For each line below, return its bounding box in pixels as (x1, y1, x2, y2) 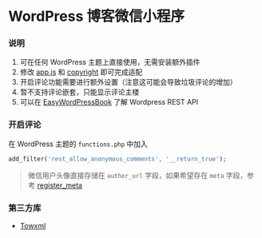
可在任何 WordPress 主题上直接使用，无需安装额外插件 (19, 58, 200, 67)
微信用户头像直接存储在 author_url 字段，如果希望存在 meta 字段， (27, 170, 248, 180)
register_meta (37, 180, 82, 190)
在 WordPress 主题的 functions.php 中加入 (8, 139, 148, 149)
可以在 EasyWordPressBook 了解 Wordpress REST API (19, 97, 199, 107)
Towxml (19, 220, 46, 230)
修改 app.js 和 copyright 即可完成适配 (19, 67, 143, 77)
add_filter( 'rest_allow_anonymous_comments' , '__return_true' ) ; (8, 155, 227, 163)
